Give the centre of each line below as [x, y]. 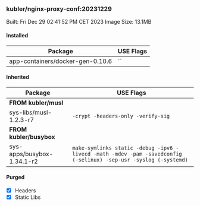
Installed [17, 35]
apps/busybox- [31, 154]
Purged [15, 178]
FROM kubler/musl [36, 103]
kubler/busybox [32, 137]
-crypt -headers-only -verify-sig [121, 116]
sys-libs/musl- [31, 112]
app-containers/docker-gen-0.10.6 [61, 61]
